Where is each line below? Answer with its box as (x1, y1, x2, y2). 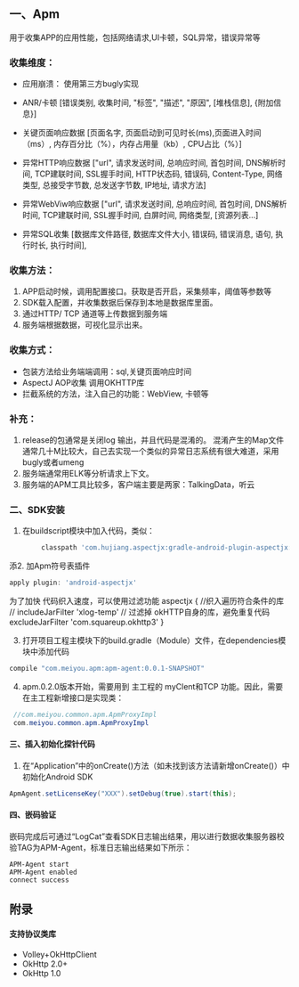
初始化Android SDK (21, 771, 93, 782)
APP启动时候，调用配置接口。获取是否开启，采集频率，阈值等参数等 (21, 286, 272, 297)
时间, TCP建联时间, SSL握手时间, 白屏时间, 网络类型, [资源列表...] (21, 210, 259, 221)
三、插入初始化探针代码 (9, 738, 95, 749)
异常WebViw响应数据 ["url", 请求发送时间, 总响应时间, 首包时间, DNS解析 (21, 199, 287, 209)
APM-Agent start (9, 860, 69, 869)
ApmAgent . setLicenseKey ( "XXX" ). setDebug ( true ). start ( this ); (9, 789, 238, 798)
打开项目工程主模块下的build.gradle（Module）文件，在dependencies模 (21, 635, 287, 646)
